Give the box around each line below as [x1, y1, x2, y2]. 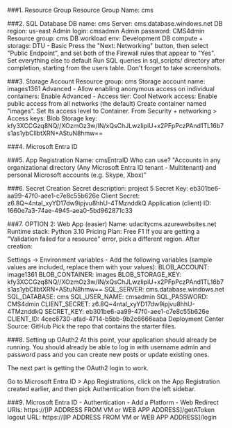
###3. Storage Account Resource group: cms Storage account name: [7, 77, 206, 86]
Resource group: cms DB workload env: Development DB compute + [7, 34, 204, 42]
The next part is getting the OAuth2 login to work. [7, 364, 149, 372]
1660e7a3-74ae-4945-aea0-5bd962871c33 [7, 207, 133, 214]
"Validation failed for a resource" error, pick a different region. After [7, 235, 200, 243]
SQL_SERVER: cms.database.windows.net [103, 285, 224, 293]
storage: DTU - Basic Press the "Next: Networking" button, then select [7, 42, 208, 49]
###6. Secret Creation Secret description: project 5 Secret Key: [7, 184, 189, 192]
